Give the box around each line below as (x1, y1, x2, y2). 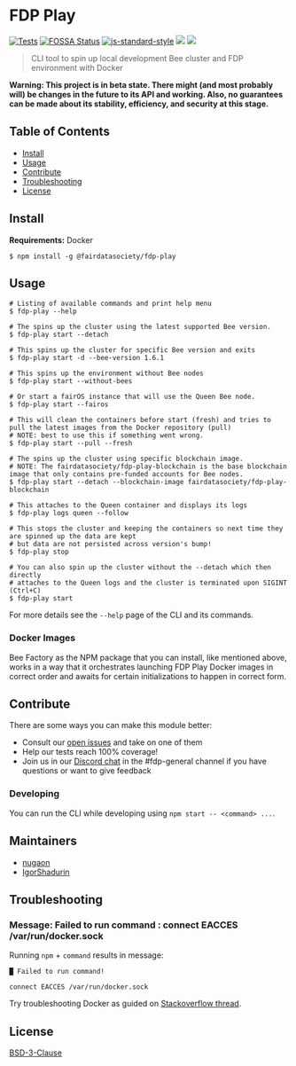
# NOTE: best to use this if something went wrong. (9, 431, 204, 440)
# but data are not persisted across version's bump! (9, 540, 213, 549)
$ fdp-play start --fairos (9, 400, 109, 409)
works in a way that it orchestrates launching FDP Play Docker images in (9, 662, 274, 672)
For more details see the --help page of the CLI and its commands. (9, 609, 254, 621)
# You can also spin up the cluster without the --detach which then (9, 563, 272, 572)
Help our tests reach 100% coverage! (21, 747, 159, 757)
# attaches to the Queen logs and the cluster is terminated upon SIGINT (9, 578, 288, 588)
